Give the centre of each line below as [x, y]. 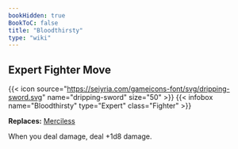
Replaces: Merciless [42, 121]
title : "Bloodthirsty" [46, 30]
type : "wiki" [30, 38]
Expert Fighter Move [59, 69]
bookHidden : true [37, 15]
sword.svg [25, 97]
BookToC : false [33, 23]
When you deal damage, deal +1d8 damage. [80, 136]
